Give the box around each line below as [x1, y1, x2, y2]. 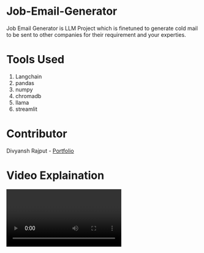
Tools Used [6, 53, 65, 67]
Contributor [6, 127, 67, 141]
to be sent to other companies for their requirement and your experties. [6, 31, 186, 38]
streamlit [15, 105, 38, 113]
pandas [15, 79, 35, 86]
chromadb [15, 92, 42, 99]
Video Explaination [6, 168, 105, 182]
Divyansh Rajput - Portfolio [6, 147, 75, 154]
